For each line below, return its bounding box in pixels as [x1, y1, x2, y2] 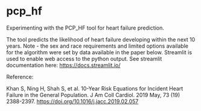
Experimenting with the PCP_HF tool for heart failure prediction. [6, 24, 165, 31]
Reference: [6, 73, 34, 80]
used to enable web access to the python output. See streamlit [6, 55, 162, 62]
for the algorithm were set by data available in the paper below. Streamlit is [6, 48, 192, 55]
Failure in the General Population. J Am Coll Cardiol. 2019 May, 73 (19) [6, 91, 180, 98]
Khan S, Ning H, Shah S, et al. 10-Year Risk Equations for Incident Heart [6, 84, 183, 92]
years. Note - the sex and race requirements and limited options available [6, 42, 189, 49]
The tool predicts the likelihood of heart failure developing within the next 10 [6, 36, 196, 43]
